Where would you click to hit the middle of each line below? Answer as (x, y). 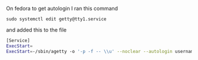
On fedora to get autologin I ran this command (62, 8)
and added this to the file (36, 30)
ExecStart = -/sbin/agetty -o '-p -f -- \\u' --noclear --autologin (89, 51)
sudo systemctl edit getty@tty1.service (57, 19)
